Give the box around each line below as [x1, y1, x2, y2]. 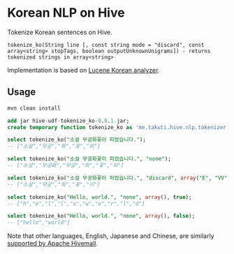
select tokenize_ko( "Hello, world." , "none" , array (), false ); [7, 213, 196, 220]
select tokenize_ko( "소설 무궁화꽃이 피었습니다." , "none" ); [7, 156, 171, 163]
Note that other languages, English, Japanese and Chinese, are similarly [7, 232, 214, 240]
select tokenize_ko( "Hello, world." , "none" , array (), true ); [7, 193, 192, 200]
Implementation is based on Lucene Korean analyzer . [7, 66, 160, 74]
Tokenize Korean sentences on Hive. [7, 28, 113, 36]
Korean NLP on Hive [7, 5, 125, 21]
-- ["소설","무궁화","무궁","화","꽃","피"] [7, 162, 124, 169]
